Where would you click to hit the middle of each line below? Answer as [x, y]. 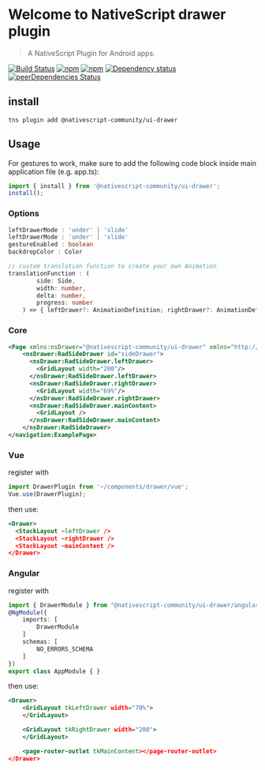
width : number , [62, 288]
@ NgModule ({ [28, 612]
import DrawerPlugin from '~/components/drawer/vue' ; [99, 487]
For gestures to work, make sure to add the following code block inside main [132, 163]
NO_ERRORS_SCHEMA [65, 649]
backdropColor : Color [45, 252]
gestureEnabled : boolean [50, 245]
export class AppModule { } [54, 671]
